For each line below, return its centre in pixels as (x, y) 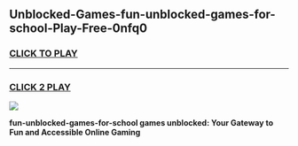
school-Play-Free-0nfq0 (78, 29)
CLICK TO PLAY (43, 54)
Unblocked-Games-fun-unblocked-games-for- (143, 15)
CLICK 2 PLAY (40, 87)
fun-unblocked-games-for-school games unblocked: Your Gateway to (141, 122)
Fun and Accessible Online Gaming (75, 132)
